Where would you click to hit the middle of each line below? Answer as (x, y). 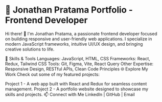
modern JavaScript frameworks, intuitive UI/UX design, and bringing (74, 44)
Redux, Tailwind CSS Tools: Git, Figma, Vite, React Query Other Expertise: (79, 64)
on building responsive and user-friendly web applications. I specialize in (79, 39)
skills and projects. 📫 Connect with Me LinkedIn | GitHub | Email (70, 94)
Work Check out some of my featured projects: (52, 74)
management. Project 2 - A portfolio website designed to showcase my (77, 89)
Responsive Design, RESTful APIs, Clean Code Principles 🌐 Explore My (77, 69)
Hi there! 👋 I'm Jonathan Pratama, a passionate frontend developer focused (81, 34)
